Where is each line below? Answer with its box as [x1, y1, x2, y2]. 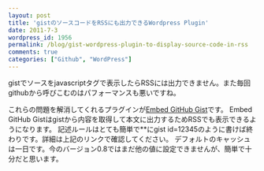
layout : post [8, 11, 51, 20]
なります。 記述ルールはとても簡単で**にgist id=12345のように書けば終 [21, 124, 254, 134]
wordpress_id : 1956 [8, 33, 73, 42]
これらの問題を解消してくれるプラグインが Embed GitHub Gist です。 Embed [8, 104, 253, 114]
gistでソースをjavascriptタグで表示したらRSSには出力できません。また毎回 [8, 78, 251, 87]
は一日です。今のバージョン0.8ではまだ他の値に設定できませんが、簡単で [8, 143, 246, 154]
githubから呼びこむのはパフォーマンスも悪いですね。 [8, 87, 180, 97]
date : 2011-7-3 [8, 26, 58, 34]
